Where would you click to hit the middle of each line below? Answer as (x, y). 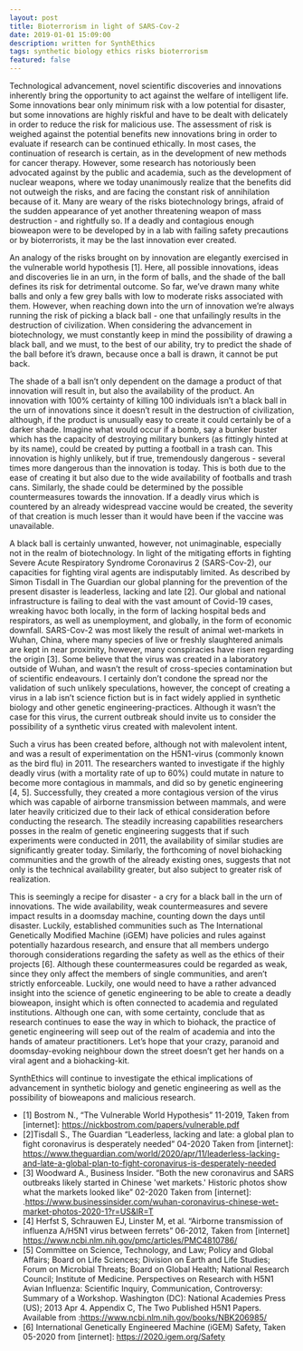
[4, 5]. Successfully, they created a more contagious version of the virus (144, 792)
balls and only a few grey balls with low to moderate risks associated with (146, 296)
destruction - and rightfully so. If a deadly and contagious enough (132, 220)
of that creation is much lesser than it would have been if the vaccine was (147, 516)
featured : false (40, 60)
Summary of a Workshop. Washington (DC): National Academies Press (154, 1298)
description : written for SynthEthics (82, 43)
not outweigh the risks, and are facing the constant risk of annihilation (140, 192)
